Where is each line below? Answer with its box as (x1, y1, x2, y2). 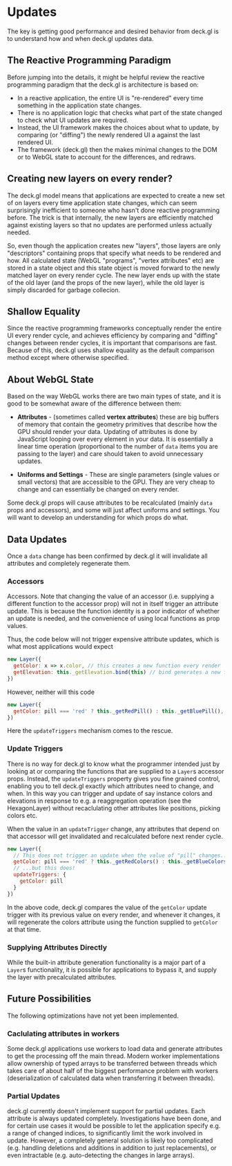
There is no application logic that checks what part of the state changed (17, 108, 222, 116)
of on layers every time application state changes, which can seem (7, 198, 197, 207)
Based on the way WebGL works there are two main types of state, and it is (7, 392, 222, 401)
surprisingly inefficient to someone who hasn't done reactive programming (7, 206, 220, 214)
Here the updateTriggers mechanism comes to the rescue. (7, 726, 173, 735)
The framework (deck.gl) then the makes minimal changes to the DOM (17, 145, 217, 153)
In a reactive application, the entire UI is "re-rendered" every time (17, 94, 204, 102)
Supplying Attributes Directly (7, 942, 108, 952)
